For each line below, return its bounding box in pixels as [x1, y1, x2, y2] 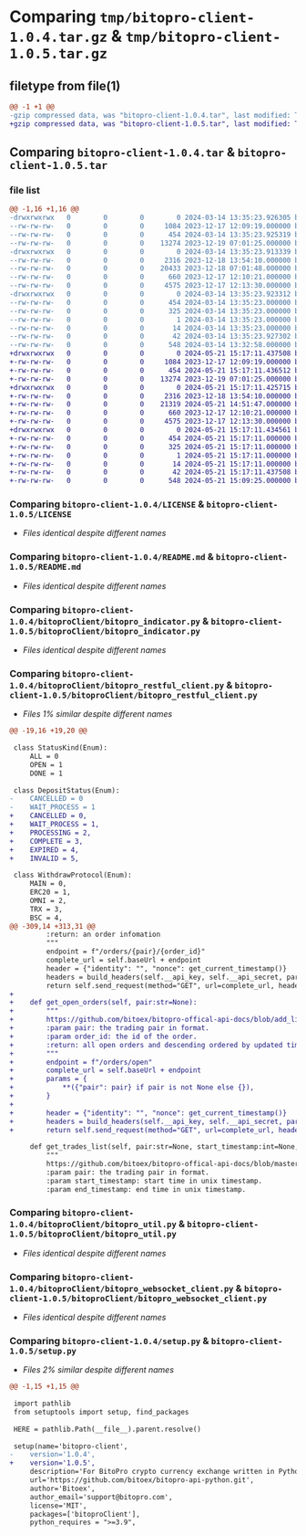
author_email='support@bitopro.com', [29, 1492, 173, 1501]
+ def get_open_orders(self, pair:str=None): [9, 998, 198, 1007]
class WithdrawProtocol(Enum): [13, 870, 132, 880]
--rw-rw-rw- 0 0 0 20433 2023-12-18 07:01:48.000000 [9, 264, 291, 273]
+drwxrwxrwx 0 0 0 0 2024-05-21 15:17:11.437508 [9, 349, 291, 358]
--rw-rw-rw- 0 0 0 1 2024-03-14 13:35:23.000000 [9, 315, 291, 324]
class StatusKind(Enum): [13, 743, 107, 752]
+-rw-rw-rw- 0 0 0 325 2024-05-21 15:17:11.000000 [9, 442, 291, 451]
